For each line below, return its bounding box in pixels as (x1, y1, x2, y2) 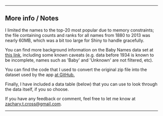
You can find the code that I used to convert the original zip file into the (5, 66, 147, 72)
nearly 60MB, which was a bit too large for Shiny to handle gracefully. (5, 37, 145, 43)
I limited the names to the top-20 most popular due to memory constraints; (5, 27, 154, 33)
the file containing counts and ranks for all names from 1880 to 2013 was (5, 32, 150, 38)
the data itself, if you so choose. (5, 86, 69, 92)
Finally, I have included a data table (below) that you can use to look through (5, 81, 158, 87)
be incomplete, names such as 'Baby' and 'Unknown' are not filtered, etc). (5, 57, 153, 63)
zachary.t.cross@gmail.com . (5, 100, 62, 107)
